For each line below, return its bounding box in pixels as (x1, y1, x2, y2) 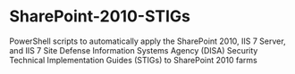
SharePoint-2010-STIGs (9, 6, 190, 27)
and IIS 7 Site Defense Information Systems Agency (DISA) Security (9, 45, 258, 55)
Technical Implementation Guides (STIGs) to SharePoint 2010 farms (9, 54, 257, 65)
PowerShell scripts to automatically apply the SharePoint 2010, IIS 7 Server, (9, 36, 286, 46)
